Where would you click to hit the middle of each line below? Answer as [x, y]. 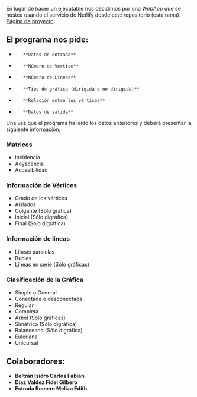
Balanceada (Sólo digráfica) [49, 330]
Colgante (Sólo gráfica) [43, 211]
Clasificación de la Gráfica [45, 280]
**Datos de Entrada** [49, 55]
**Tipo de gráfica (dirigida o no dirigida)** [81, 89]
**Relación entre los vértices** [64, 100]
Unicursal [26, 343]
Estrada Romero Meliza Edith [51, 388]
